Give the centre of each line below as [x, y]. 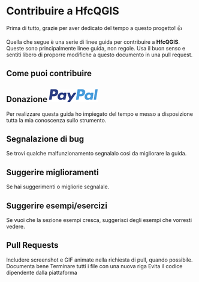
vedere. [16, 226]
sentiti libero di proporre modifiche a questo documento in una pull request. [99, 55]
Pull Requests [32, 245]
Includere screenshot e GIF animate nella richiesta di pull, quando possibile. [99, 260]
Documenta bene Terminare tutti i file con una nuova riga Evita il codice [94, 266]
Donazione [27, 99]
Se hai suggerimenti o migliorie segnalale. [58, 187]
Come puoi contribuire [49, 73]
